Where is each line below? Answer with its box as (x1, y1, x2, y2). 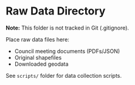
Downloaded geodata (14, 60, 69, 68)
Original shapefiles (14, 54, 62, 61)
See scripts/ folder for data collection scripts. (5, 72, 122, 79)
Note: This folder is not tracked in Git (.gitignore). (5, 24, 129, 31)
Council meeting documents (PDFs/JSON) (14, 47, 120, 55)
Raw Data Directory (5, 4, 106, 18)
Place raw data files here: (5, 36, 69, 43)
